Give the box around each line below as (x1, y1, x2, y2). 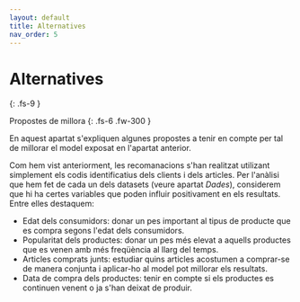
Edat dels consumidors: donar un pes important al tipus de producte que (22, 216, 291, 226)
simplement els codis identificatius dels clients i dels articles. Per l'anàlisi (9, 170, 280, 181)
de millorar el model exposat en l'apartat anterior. (9, 143, 191, 154)
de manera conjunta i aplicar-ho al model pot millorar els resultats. (22, 263, 268, 274)
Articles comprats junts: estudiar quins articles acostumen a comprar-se (22, 253, 290, 265)
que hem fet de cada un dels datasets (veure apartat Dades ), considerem (9, 179, 281, 190)
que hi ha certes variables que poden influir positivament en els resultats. (9, 189, 281, 200)
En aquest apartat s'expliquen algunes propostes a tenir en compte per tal (9, 133, 284, 144)
